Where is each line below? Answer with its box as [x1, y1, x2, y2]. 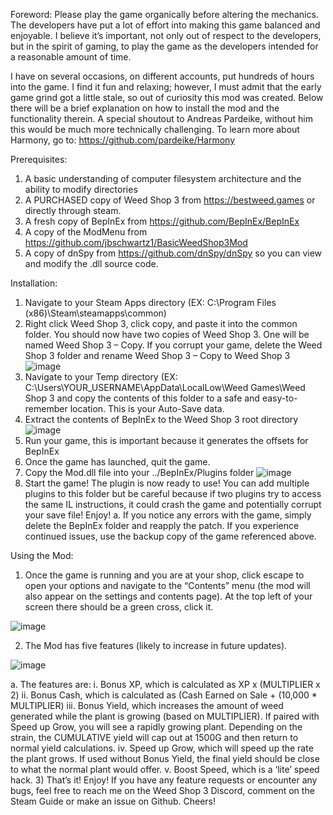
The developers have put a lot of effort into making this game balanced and [10, 19, 321, 31]
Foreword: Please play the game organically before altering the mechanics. [10, 9, 319, 20]
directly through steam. [24, 205, 122, 216]
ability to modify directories [24, 184, 138, 195]
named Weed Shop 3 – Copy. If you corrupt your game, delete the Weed [24, 339, 323, 351]
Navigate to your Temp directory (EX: [24, 371, 178, 383]
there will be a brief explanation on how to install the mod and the [10, 102, 280, 114]
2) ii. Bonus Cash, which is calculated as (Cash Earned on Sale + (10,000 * [10, 689, 318, 701]
